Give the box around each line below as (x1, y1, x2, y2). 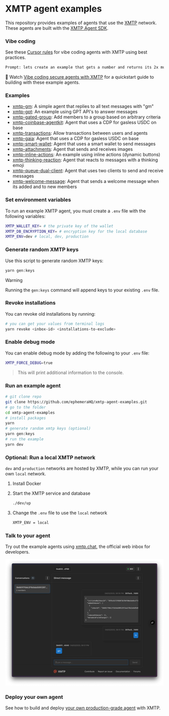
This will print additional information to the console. (17, 369, 124, 376)
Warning (5, 277, 23, 283)
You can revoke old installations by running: (5, 311, 96, 317)
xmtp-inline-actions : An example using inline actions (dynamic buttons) (12, 152, 160, 158)
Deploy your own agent (5, 693, 63, 700)
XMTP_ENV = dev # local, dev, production (5, 234, 89, 240)
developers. (5, 549, 30, 555)
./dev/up (12, 501, 31, 506)
